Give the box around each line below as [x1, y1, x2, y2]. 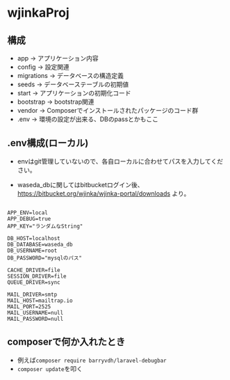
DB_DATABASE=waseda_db [7, 241, 73, 248]
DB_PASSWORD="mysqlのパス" [7, 254, 82, 262]
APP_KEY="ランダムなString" [7, 223, 83, 230]
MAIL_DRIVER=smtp [7, 291, 58, 298]
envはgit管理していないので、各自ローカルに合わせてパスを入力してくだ [17, 157, 224, 165]
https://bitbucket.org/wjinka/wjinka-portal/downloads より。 [17, 189, 190, 198]
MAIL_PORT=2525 [7, 303, 51, 310]
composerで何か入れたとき [7, 336, 126, 348]
